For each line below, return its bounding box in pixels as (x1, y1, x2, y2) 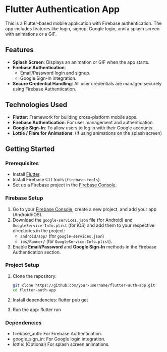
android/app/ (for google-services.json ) (20, 233, 104, 239)
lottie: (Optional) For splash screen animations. (12, 341, 110, 347)
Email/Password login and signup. (20, 70, 91, 76)
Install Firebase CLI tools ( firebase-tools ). (12, 177, 101, 183)
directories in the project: (12, 227, 65, 233)
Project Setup (5, 262, 39, 269)
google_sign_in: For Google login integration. (12, 336, 106, 342)
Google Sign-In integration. (20, 75, 77, 81)
